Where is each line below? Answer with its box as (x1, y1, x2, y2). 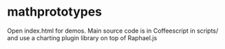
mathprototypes (7, 4, 102, 20)
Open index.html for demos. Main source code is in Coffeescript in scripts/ (7, 27, 219, 35)
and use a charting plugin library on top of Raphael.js (7, 33, 158, 42)
